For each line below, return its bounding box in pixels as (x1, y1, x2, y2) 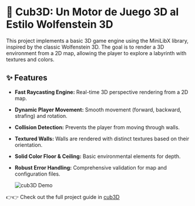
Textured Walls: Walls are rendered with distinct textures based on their (14, 135, 190, 142)
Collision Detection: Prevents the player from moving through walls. (14, 123, 180, 131)
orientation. (14, 141, 43, 148)
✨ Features (6, 73, 48, 83)
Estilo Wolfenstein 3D (6, 18, 113, 31)
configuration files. (14, 170, 60, 177)
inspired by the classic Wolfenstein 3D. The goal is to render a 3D (6, 43, 164, 50)
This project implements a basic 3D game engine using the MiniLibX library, (6, 37, 189, 44)
